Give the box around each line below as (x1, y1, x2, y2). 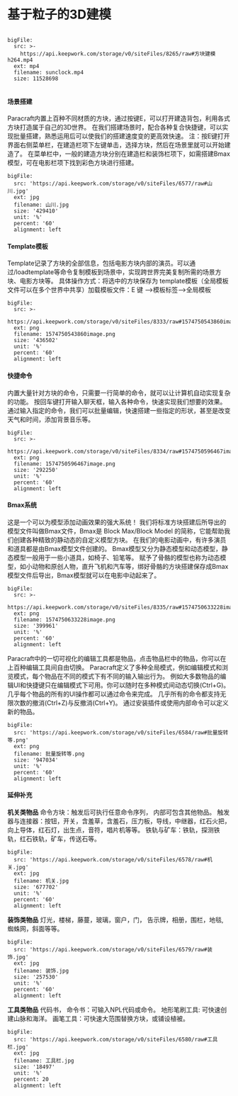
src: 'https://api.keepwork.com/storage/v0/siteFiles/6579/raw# (13, 946, 208, 953)
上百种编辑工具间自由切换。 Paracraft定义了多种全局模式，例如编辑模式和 (7, 663, 222, 672)
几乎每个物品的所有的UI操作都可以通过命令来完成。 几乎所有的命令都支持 (7, 689, 221, 698)
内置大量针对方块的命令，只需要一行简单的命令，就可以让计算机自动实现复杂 (7, 388, 231, 397)
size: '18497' (13, 1063, 55, 1070)
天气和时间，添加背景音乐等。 (7, 415, 94, 424)
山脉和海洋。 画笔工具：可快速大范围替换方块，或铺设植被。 (13, 1014, 189, 1022)
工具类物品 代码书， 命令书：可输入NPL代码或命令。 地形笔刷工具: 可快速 (7, 1005, 221, 1014)
